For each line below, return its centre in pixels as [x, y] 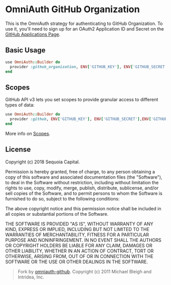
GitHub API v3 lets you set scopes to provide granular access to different [82, 100]
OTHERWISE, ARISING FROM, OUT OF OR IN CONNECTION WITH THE [79, 256]
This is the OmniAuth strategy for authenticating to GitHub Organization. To [84, 23]
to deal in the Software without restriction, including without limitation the [82, 182]
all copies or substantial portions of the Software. [57, 214]
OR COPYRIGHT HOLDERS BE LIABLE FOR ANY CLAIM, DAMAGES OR [79, 245]
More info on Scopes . [28, 133]
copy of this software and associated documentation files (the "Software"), [84, 177]
